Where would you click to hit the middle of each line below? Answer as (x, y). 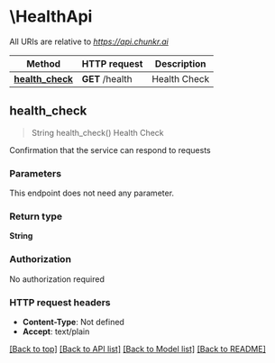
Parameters (35, 173)
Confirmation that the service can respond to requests (110, 150)
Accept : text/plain (56, 331)
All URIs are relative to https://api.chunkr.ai (89, 41)
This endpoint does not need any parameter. (92, 193)
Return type (36, 216)
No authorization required (57, 279)
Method (44, 63)
